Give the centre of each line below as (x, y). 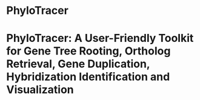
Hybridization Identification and (88, 77)
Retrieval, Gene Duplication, (78, 64)
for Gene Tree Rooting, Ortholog (88, 51)
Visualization (40, 90)
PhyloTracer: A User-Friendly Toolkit (100, 38)
